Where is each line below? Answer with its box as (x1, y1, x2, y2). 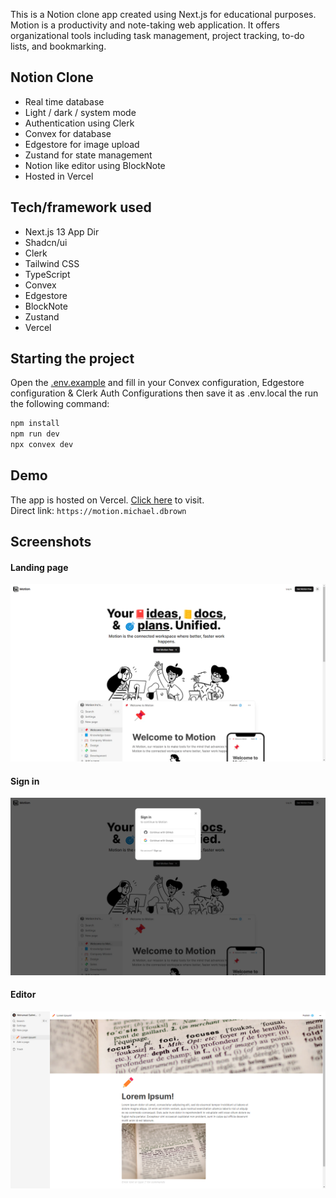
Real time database (24, 95, 105, 108)
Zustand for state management (24, 149, 153, 161)
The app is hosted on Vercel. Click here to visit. (10, 494, 205, 506)
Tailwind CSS (24, 257, 80, 269)
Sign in (10, 775, 40, 787)
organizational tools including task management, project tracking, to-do (10, 30, 305, 41)
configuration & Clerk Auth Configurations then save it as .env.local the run (10, 387, 319, 399)
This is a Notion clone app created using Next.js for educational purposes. (10, 9, 317, 20)
